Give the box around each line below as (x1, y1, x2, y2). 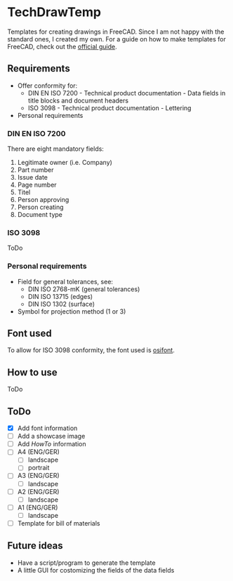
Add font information (17, 424, 78, 432)
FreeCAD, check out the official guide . (7, 42, 117, 51)
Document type (17, 211, 63, 219)
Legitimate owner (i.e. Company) (17, 159, 112, 167)
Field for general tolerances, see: (17, 277, 114, 286)
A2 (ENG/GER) (17, 487, 60, 495)
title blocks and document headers (27, 96, 128, 105)
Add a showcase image (17, 432, 86, 441)
